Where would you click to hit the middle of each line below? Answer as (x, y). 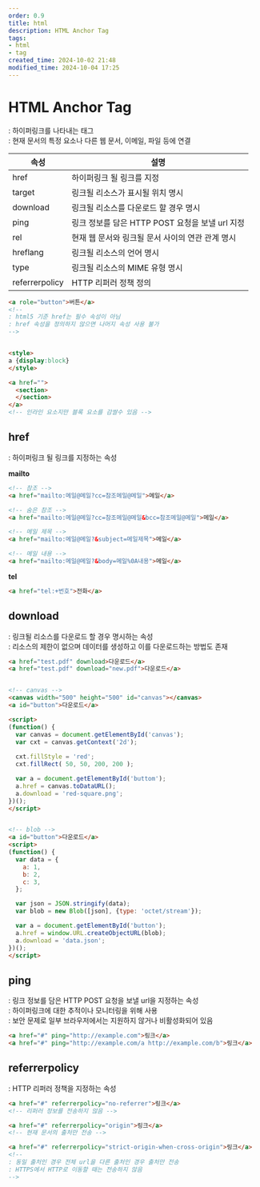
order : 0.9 (26, 16)
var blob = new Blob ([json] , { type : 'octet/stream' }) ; (109, 911)
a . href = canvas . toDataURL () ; (66, 786)
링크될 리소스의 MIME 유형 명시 (127, 267)
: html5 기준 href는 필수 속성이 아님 (64, 317)
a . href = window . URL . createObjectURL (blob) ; (91, 933)
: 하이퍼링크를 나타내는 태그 (51, 130)
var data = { (37, 859)
